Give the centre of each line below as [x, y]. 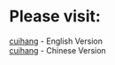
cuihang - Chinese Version [57, 50]
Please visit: [55, 16]
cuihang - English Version [56, 41]
